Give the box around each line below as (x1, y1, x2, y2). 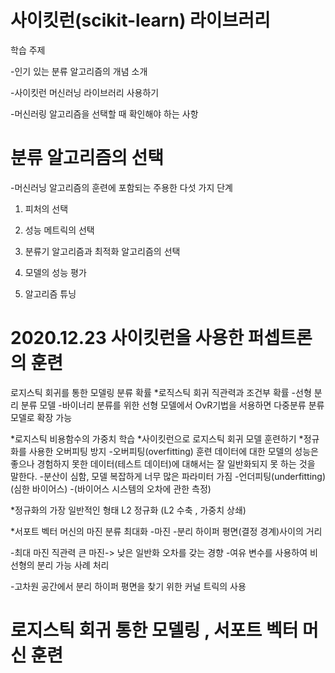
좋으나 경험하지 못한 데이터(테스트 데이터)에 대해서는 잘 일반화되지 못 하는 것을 (10, 457, 316, 470)
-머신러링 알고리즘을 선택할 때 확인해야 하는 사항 (10, 107, 199, 120)
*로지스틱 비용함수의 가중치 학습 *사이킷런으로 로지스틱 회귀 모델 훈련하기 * (10, 432, 304, 445)
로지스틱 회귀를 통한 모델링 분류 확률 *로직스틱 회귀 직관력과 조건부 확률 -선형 (10, 386, 312, 398)
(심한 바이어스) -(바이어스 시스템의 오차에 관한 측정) (10, 482, 212, 495)
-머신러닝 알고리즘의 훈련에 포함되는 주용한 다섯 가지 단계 (10, 181, 234, 193)
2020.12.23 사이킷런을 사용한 (10, 327, 245, 350)
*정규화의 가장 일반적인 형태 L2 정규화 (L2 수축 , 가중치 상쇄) (10, 504, 247, 516)
